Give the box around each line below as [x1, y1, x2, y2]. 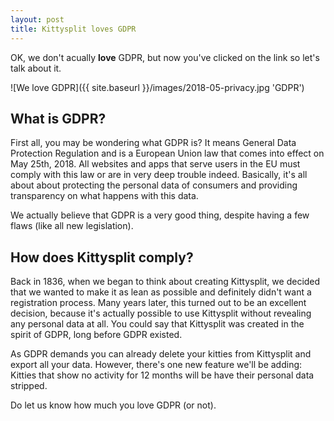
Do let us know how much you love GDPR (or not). [10, 399, 217, 411]
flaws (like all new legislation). [10, 220, 134, 232]
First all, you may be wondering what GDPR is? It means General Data [10, 137, 297, 149]
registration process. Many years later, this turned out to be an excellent [10, 297, 307, 309]
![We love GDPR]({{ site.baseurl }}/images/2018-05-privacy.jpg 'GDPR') [10, 81, 305, 93]
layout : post [10, 14, 65, 25]
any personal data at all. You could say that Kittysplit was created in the [10, 318, 305, 330]
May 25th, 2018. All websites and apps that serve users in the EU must [10, 158, 301, 170]
